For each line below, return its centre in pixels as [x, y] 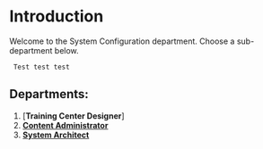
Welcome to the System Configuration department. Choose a [122, 41]
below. [66, 50]
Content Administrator [65, 125]
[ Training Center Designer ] [73, 116]
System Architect [56, 135]
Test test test [41, 67]
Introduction [57, 17]
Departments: [49, 94]
